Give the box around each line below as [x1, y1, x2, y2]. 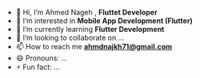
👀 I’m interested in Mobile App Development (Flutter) [15, 16, 194, 25]
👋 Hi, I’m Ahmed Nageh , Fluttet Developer [15, 8, 158, 17]
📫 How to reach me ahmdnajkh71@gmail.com [15, 42, 173, 51]
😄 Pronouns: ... [15, 53, 68, 63]
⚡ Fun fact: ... [15, 62, 60, 72]
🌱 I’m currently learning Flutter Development [15, 25, 165, 33]
